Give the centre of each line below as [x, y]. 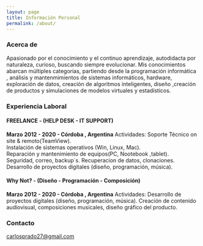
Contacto [20, 223]
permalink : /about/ [31, 23]
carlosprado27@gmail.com [40, 236]
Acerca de [22, 45]
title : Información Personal [43, 18]
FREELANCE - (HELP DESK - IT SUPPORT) [60, 121]
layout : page [23, 12]
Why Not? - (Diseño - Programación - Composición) [73, 181]
